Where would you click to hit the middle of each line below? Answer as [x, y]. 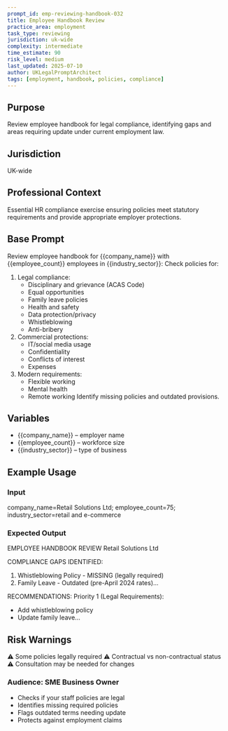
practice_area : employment [47, 27]
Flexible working [51, 381]
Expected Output [37, 533]
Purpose [26, 107]
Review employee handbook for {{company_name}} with [88, 256]
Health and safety [54, 307]
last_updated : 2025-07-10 [45, 66]
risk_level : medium [36, 60]
